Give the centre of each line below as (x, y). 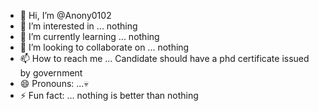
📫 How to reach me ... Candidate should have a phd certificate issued (164, 58)
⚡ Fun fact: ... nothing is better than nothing (109, 95)
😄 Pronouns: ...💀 (54, 83)
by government (51, 73)
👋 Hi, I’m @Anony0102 (65, 15)
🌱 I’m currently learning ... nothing (89, 36)
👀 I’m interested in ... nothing (78, 26)
